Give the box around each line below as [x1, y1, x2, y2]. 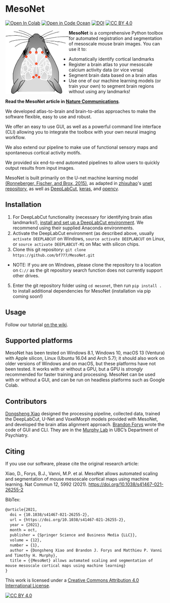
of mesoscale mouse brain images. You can [69, 40, 160, 46]
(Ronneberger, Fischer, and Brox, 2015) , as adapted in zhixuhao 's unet [5, 180, 152, 186]
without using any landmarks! [69, 88, 130, 94]
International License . [5, 583, 51, 589]
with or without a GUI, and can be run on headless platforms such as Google [5, 377, 165, 383]
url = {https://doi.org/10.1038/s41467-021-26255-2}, [10, 517, 126, 522]
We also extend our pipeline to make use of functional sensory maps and [5, 144, 158, 150]
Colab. [5, 382, 19, 388]
